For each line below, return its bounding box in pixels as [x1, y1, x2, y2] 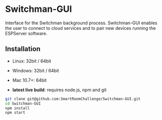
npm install [5, 106, 30, 111]
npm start [5, 110, 26, 115]
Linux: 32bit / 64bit [12, 58, 52, 64]
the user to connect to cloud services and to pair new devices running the [5, 25, 156, 31]
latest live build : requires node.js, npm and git [12, 87, 107, 93]
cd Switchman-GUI [5, 101, 41, 106]
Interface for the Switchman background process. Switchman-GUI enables [5, 20, 158, 26]
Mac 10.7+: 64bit [12, 77, 47, 83]
